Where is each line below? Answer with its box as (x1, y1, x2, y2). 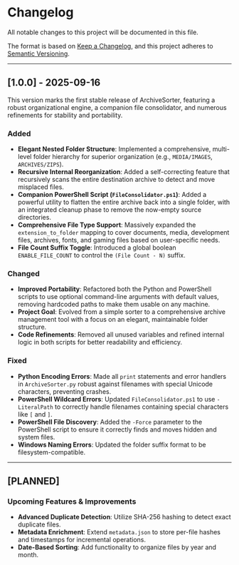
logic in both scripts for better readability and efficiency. (17, 338, 183, 347)
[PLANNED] (7, 475, 60, 487)
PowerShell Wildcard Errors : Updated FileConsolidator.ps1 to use (17, 395, 216, 403)
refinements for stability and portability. (7, 111, 123, 119)
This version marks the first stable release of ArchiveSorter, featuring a (7, 96, 216, 104)
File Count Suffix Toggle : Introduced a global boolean (17, 243, 176, 252)
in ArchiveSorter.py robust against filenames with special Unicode (17, 380, 213, 388)
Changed (7, 268, 41, 278)
